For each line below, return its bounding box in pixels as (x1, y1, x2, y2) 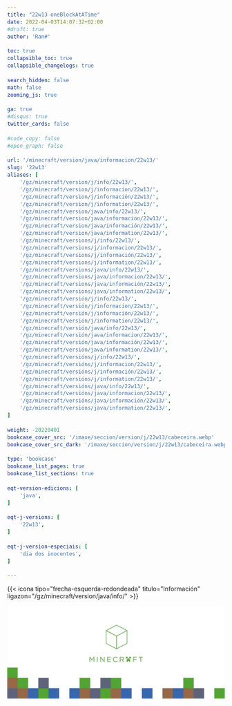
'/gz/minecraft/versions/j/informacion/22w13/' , (19, 244, 162, 251)
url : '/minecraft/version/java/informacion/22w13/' (7, 157, 159, 164)
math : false (7, 84, 41, 91)
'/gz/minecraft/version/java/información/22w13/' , (19, 222, 168, 229)
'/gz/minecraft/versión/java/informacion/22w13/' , (19, 332, 168, 338)
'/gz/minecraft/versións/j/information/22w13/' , (19, 375, 162, 383)
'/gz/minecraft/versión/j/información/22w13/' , (19, 309, 159, 317)
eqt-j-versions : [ (7, 514, 60, 521)
